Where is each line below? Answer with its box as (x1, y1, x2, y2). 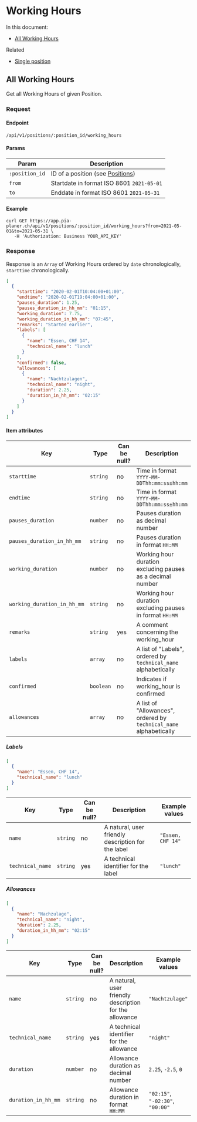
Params (6, 145, 25, 152)
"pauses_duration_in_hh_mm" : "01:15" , (16, 305, 111, 311)
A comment (136, 620, 168, 628)
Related (6, 46, 25, 53)
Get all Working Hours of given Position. (6, 90, 103, 97)
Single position (14, 58, 51, 65)
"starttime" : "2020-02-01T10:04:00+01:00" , (16, 289, 125, 295)
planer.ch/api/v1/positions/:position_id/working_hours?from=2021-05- (6, 223, 182, 229)
